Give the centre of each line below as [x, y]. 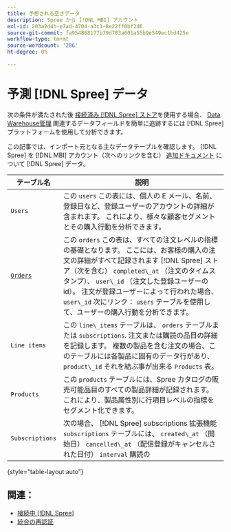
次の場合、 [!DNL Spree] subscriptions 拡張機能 [140, 423]
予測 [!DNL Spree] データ [78, 94]
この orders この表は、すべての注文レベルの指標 [141, 240]
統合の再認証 [35, 522]
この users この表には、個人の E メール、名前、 [140, 196]
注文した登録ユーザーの [170, 281]
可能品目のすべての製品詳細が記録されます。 [142, 389]
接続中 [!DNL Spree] [45, 513]
